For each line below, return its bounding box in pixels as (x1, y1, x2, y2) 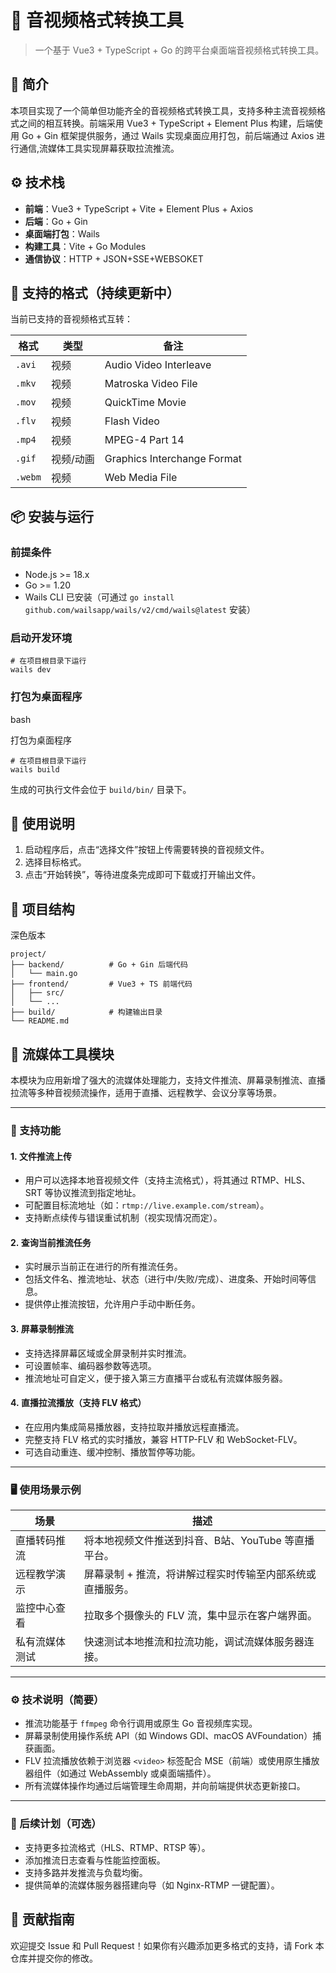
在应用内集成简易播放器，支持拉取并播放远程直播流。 (24, 1421, 245, 1433)
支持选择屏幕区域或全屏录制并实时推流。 (24, 1347, 192, 1359)
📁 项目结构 (10, 901, 75, 918)
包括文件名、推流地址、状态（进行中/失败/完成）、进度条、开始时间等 (24, 1273, 308, 1285)
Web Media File (104, 471, 178, 485)
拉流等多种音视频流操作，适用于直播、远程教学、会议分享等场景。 (10, 1087, 282, 1099)
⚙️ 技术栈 (10, 174, 65, 191)
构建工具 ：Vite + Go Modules (24, 240, 147, 252)
